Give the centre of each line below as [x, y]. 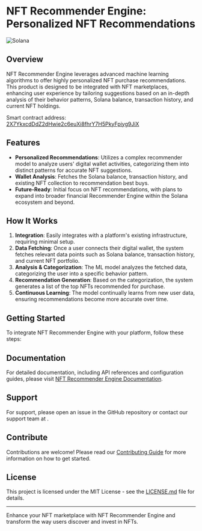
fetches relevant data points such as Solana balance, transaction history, [105, 254]
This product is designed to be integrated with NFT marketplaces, [88, 87]
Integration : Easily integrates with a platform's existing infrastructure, [101, 235]
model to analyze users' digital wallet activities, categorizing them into [102, 164]
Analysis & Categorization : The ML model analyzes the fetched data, [101, 267]
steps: [14, 339]
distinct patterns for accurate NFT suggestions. [74, 170]
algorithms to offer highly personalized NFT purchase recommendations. [96, 80]
